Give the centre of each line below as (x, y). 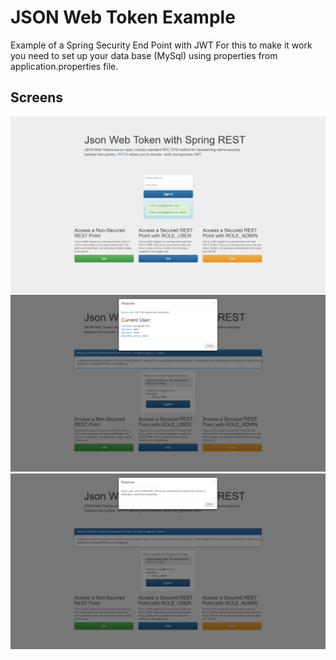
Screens (36, 97)
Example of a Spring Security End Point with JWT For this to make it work (161, 45)
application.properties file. (64, 66)
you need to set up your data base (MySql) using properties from (144, 55)
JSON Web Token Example (123, 17)
